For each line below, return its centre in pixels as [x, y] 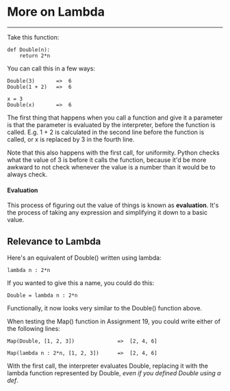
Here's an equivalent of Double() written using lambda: [85, 258]
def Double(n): [29, 50]
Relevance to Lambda [54, 241]
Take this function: [33, 37]
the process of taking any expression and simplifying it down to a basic [107, 213]
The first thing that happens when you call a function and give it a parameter [115, 118]
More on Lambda [56, 12]
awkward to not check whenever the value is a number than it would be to [111, 167]
